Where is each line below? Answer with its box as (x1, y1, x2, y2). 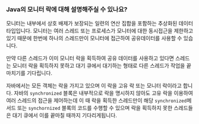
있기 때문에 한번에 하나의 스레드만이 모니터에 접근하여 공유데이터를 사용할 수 (6, 34, 182, 42)
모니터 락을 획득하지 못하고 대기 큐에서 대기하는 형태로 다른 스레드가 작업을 (12, 62, 185, 69)
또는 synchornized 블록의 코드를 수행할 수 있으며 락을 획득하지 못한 (17, 104, 173, 112)
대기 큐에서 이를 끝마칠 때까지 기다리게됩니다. (12, 112, 118, 119)
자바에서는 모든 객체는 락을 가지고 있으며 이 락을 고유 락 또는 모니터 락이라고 (6, 82, 182, 90)
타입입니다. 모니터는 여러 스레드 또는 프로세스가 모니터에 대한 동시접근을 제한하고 (6, 27, 194, 34)
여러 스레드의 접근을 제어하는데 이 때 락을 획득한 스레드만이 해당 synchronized (6, 97, 187, 104)
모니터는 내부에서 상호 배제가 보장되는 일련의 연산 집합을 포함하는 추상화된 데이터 (6, 20, 194, 27)
